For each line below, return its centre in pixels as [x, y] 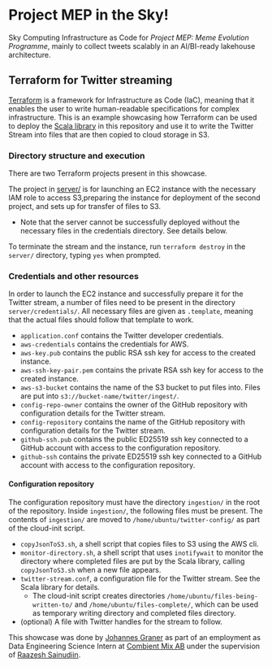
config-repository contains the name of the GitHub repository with [132, 422]
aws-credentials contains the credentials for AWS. [104, 344]
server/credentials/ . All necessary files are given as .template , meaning [131, 312]
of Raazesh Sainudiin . [45, 654]
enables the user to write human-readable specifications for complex [124, 108]
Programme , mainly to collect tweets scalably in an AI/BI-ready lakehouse [132, 46]
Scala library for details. [60, 586]
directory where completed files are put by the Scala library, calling [132, 561]
